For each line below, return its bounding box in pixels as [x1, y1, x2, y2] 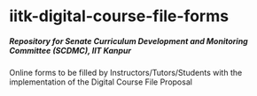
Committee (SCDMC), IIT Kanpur [9, 45, 132, 55]
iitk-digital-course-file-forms [9, 6, 229, 26]
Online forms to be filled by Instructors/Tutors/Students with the [9, 68, 243, 78]
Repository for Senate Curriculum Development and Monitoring [9, 35, 248, 46]
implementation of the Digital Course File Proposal [9, 77, 193, 87]
